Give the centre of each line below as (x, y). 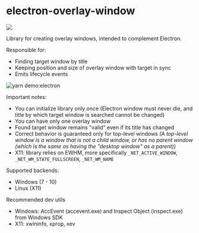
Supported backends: (33, 170)
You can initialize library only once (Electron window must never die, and (104, 108)
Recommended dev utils (36, 199)
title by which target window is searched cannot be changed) (90, 114)
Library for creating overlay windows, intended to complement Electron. (94, 38)
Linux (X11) (28, 188)
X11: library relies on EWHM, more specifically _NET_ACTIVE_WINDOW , (96, 152)
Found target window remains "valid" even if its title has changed (94, 127)
